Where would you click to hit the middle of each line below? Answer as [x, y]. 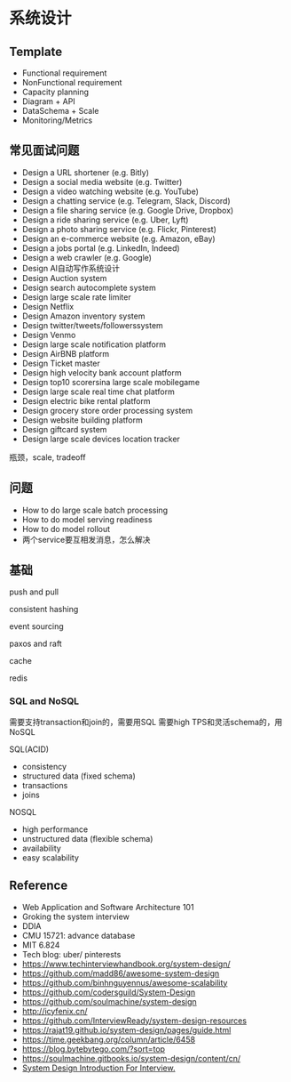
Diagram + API [48, 101]
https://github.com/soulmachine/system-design [109, 1001]
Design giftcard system [64, 429]
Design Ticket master [61, 363]
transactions [45, 785]
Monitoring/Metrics [57, 120]
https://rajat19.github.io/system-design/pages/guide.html [126, 1030]
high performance [55, 829]
